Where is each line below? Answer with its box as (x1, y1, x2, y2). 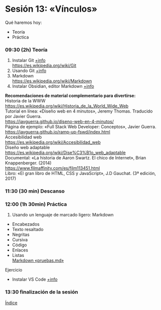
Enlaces (12, 247, 28, 253)
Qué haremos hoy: (5, 19, 42, 25)
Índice (5, 300, 18, 306)
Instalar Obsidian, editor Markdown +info (12, 83, 94, 89)
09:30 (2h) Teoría (5, 46, 48, 53)
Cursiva (12, 237, 28, 243)
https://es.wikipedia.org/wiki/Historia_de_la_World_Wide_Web (5, 103, 129, 109)
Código (12, 242, 27, 248)
